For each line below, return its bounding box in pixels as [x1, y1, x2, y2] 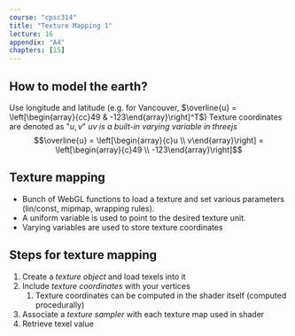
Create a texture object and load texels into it [21, 271, 186, 282]
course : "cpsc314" [9, 12, 77, 22]
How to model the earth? [9, 79, 148, 94]
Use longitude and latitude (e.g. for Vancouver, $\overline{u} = [9, 102, 237, 113]
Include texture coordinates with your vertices [21, 280, 190, 291]
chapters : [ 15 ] [9, 46, 66, 55]
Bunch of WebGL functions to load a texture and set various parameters [21, 193, 285, 204]
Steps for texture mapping [9, 247, 158, 262]
